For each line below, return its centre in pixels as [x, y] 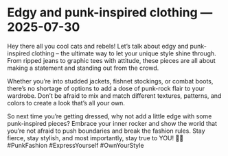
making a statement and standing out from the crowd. [83, 68]
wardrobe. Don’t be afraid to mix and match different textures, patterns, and [114, 95]
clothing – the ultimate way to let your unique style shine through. [124, 53]
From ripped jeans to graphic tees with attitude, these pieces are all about [112, 60]
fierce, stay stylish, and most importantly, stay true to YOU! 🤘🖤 [95, 138]
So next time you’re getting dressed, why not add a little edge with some [110, 116]
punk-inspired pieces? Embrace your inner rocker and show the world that [112, 123]
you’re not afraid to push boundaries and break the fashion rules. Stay [106, 131]
